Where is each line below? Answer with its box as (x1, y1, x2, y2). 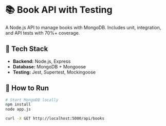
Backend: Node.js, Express (12, 58, 71, 64)
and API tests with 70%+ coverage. (5, 30, 80, 36)
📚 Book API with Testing (5, 4, 113, 16)
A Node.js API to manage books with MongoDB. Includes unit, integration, (5, 24, 161, 31)
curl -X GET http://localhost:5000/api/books (5, 116, 104, 121)
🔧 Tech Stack (5, 44, 48, 54)
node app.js (5, 107, 31, 112)
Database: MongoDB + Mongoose (12, 63, 86, 69)
